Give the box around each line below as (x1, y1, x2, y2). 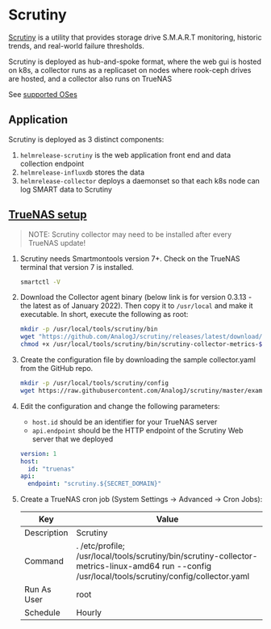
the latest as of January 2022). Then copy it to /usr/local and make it (19, 301, 253, 310)
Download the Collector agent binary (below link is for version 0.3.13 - (19, 293, 252, 302)
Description (23, 527, 69, 538)
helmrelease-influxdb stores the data (19, 167, 145, 177)
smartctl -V (19, 277, 60, 286)
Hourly (76, 607, 102, 618)
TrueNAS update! (27, 238, 86, 247)
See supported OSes (8, 89, 78, 99)
